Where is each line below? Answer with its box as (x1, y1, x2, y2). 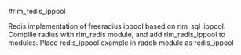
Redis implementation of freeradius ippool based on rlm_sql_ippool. (8, 22, 226, 30)
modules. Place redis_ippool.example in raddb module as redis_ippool (8, 38, 234, 47)
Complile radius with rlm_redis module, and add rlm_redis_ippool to (8, 30, 226, 39)
